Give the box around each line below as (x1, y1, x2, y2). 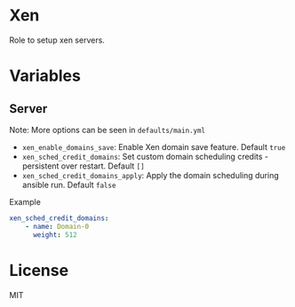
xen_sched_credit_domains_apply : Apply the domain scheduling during (21, 169, 280, 180)
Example (9, 196, 42, 207)
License (9, 260, 69, 280)
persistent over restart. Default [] (21, 161, 145, 171)
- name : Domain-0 (25, 222, 90, 231)
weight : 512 (32, 230, 77, 240)
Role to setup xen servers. (9, 35, 105, 45)
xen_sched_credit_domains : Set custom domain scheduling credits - (21, 151, 269, 161)
